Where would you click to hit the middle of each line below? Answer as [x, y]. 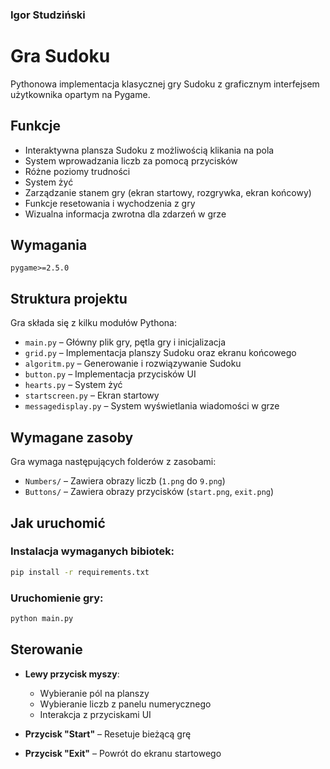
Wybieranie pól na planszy [94, 693]
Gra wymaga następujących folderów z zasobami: [113, 462]
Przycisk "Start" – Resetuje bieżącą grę [108, 734]
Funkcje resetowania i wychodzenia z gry [110, 203]
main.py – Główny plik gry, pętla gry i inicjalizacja [125, 342]
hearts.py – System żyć [73, 385]
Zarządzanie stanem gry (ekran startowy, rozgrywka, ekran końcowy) [168, 192]
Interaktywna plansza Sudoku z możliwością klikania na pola [149, 150]
